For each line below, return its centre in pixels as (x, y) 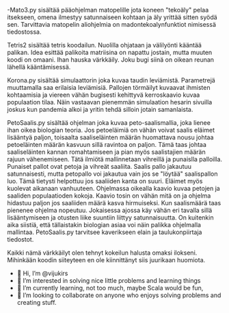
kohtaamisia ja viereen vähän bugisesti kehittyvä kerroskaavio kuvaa (104, 95)
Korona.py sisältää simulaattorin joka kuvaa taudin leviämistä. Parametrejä (111, 80)
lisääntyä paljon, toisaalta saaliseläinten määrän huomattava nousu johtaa (110, 137)
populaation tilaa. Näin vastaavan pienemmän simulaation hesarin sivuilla (110, 102)
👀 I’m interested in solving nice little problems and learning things (109, 280)
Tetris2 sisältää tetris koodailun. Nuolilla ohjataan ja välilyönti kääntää (104, 45)
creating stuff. (37, 302)
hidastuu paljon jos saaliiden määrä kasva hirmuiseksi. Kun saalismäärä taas (114, 203)
